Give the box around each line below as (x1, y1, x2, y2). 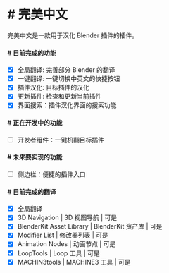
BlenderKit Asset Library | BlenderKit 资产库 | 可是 (17, 222, 163, 231)
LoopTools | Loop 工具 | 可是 (17, 248, 100, 257)
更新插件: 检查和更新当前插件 (17, 92, 102, 101)
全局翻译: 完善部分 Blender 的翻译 (17, 66, 115, 74)
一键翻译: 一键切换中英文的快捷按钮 (17, 75, 120, 83)
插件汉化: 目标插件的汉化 (17, 83, 89, 92)
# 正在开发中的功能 (7, 119, 63, 127)
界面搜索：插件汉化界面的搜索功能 (17, 101, 117, 109)
